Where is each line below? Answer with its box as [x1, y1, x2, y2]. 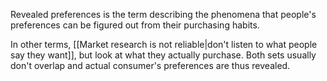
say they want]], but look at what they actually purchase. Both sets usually [10, 49, 317, 61]
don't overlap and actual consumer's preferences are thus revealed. [10, 60, 291, 71]
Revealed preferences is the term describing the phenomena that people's [10, 9, 317, 20]
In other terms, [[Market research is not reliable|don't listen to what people [10, 39, 318, 50]
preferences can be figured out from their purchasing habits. [10, 19, 260, 31]
